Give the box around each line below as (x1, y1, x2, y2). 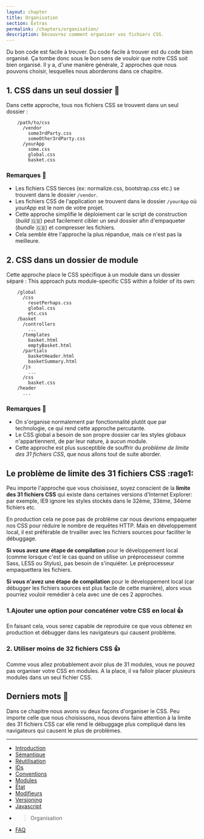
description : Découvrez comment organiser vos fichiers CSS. (6, 32, 165, 38)
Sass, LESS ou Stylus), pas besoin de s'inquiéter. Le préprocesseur (6, 560, 175, 567)
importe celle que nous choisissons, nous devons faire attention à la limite (6, 714, 191, 721)
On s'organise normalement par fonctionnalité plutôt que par (15, 418, 167, 426)
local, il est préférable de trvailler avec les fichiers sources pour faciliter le (6, 529, 191, 536)
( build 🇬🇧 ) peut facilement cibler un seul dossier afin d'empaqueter (15, 217, 186, 225)
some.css (28, 146, 50, 152)
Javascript (15, 802, 42, 810)
